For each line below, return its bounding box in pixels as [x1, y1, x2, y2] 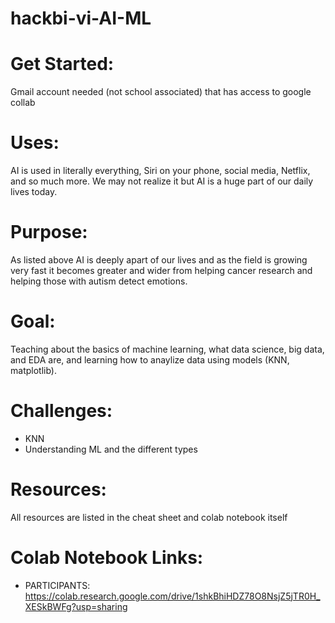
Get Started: [10, 53, 115, 76]
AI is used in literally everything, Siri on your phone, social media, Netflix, [10, 165, 311, 177]
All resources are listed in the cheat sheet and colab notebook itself [10, 511, 288, 523]
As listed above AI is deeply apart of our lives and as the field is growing [10, 254, 308, 266]
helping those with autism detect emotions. [10, 275, 188, 287]
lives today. [10, 186, 58, 198]
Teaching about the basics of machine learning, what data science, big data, [10, 343, 325, 355]
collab [10, 97, 36, 109]
